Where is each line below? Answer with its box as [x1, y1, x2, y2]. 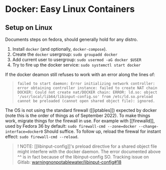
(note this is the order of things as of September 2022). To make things [5, 113, 151, 118]
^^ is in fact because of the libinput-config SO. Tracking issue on [17, 154, 149, 160]
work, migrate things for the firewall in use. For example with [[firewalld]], [5, 118, 155, 124]
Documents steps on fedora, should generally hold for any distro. [5, 36, 138, 42]
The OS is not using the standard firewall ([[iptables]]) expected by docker [5, 107, 157, 113]
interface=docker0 [5, 129, 43, 134]
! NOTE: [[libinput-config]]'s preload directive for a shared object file [17, 143, 157, 149]
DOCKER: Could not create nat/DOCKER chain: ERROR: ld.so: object [17, 90, 158, 95]
